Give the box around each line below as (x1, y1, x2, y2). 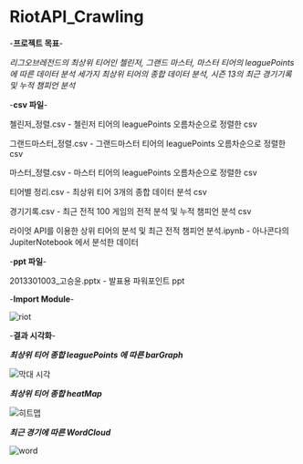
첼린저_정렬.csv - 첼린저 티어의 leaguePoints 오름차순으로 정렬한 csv (9, 119, 257, 129)
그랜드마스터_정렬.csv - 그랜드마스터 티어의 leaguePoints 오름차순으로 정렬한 (9, 138, 286, 149)
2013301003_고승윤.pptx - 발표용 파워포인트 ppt (9, 275, 185, 286)
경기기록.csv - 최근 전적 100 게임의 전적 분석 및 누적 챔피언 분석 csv (9, 205, 252, 216)
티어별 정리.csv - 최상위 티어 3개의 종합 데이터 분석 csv (9, 186, 207, 197)
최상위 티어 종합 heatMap (9, 387, 102, 398)
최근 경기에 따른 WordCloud (9, 427, 111, 438)
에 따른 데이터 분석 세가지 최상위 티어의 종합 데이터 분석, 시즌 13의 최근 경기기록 (9, 68, 292, 79)
